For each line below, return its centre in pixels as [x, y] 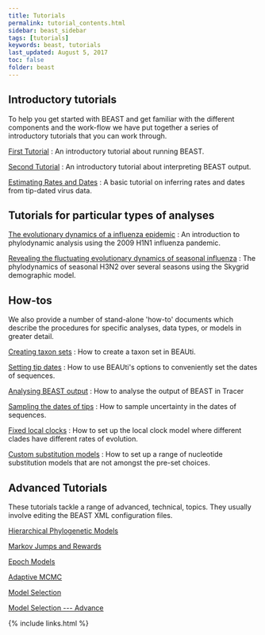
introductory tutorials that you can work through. [88, 135]
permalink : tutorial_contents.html [67, 23]
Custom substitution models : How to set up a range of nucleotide [116, 454]
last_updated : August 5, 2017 [58, 53]
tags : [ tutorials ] [38, 38]
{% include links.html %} [48, 623]
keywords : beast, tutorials [55, 45]
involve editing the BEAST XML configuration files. [90, 515]
